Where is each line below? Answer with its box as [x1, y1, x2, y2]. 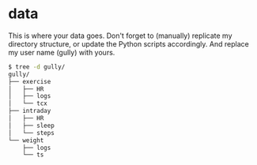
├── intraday [8, 107, 51, 115]
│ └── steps [8, 129, 55, 137]
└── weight [8, 136, 44, 144]
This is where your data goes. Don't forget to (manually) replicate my [8, 31, 232, 40]
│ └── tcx [8, 99, 47, 107]
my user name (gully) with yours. [8, 47, 115, 57]
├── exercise [8, 77, 51, 85]
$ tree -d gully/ [8, 62, 66, 71]
